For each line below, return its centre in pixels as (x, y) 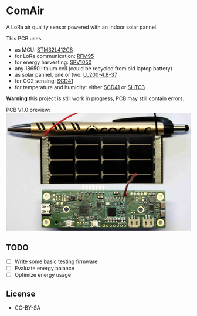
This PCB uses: (24, 38)
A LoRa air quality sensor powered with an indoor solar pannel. (82, 27)
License (21, 293)
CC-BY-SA (28, 307)
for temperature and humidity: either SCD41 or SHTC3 (80, 87)
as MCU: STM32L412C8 (44, 50)
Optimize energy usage (43, 275)
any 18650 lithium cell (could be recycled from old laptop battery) (94, 68)
